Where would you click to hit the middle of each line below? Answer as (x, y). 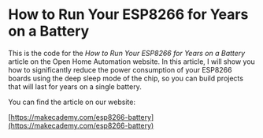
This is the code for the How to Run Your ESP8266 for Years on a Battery (127, 53)
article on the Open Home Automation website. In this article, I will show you (132, 62)
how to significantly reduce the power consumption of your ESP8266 (120, 69)
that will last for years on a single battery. (75, 86)
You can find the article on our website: (72, 102)
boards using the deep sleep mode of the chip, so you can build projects (126, 78)
